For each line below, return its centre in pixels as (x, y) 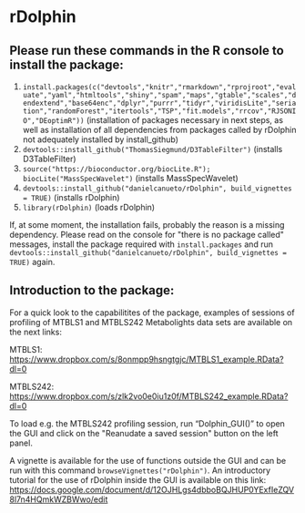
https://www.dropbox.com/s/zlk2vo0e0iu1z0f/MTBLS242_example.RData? (149, 396)
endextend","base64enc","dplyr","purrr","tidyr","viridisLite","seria (159, 103)
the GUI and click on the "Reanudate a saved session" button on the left (144, 433)
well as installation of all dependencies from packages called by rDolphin (160, 130)
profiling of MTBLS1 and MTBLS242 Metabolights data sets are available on (151, 322)
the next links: (36, 332)
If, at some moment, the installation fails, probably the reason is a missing (147, 225)
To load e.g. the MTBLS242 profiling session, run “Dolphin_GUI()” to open (147, 423)
